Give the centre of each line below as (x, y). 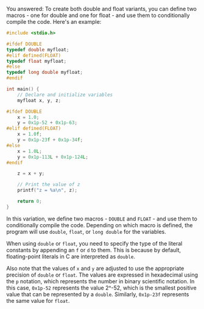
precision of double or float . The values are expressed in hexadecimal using (102, 275)
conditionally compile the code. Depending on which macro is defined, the (100, 225)
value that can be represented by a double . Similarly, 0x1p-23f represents (98, 294)
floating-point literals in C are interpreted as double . (71, 256)
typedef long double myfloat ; (45, 73)
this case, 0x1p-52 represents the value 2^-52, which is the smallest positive (101, 288)
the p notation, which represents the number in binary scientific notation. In (100, 281)
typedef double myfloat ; (38, 49)
